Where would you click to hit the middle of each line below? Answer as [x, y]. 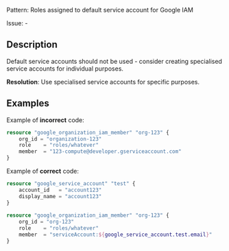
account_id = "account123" [60, 190]
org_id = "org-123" [47, 222]
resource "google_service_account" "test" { [71, 184]
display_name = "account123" [60, 196]
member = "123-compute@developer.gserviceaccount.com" [100, 152]
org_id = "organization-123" [60, 139]
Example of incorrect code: [46, 120]
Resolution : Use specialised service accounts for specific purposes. [103, 82]
